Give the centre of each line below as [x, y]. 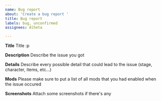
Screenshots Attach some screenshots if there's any [58, 94]
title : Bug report [24, 18]
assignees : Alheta [24, 28]
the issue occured [23, 84]
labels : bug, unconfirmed [31, 23]
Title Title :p [17, 46]
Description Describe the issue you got [45, 55]
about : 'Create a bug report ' [37, 14]
